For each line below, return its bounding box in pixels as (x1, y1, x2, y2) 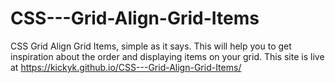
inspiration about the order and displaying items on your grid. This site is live (10, 50, 325, 62)
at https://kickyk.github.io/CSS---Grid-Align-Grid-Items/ (10, 61, 242, 73)
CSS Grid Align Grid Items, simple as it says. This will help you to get (10, 40, 292, 52)
